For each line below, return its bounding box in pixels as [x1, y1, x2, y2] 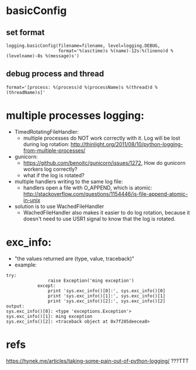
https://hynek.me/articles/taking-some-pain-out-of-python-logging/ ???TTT [6, 357, 189, 364]
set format [6, 27, 45, 37]
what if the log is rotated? [23, 171, 85, 179]
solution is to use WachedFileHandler [14, 203, 104, 210]
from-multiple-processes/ [23, 147, 86, 154]
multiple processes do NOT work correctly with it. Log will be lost [23, 134, 180, 141]
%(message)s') [45, 53, 80, 59]
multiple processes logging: [6, 109, 145, 122]
